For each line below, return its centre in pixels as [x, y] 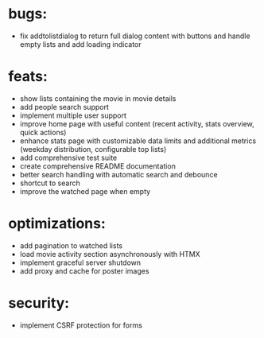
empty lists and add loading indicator [80, 44]
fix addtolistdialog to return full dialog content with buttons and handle [135, 36]
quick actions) [43, 132]
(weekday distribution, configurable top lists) [93, 149]
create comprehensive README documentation [98, 166]
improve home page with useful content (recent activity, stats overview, [137, 123]
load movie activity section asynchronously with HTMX [110, 254]
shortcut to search [50, 183]
